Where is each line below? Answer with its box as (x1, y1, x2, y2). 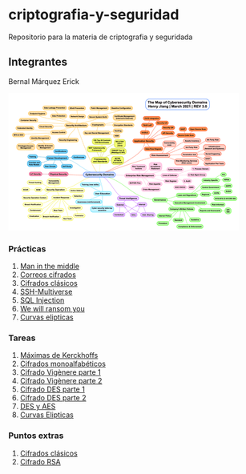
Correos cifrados (19, 270, 76, 279)
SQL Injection (19, 295, 65, 305)
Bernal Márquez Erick (8, 76, 80, 86)
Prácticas (8, 243, 46, 254)
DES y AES (19, 402, 56, 412)
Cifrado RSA (19, 456, 62, 466)
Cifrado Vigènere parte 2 (19, 376, 103, 386)
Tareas (8, 332, 36, 343)
